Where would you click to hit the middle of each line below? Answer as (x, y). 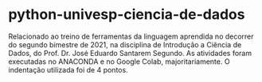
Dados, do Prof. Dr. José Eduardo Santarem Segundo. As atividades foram (130, 53)
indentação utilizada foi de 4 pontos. (68, 69)
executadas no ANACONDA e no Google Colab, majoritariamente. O (119, 61)
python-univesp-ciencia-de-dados (127, 15)
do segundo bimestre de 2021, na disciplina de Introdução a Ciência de (125, 44)
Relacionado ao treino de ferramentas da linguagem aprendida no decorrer (131, 36)
